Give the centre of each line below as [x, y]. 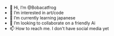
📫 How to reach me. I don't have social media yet [59, 28]
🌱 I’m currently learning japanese [43, 18]
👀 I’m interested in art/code [36, 13]
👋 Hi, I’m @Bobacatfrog [33, 8]
